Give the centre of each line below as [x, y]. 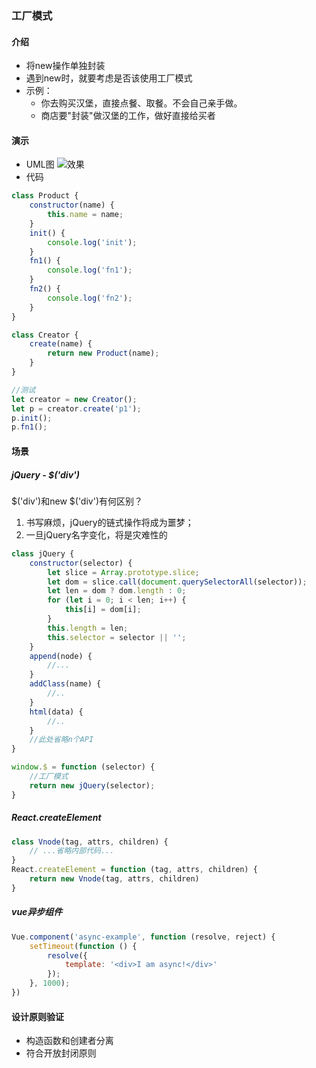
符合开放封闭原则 [61, 1053]
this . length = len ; [88, 628]
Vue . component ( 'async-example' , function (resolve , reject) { [143, 937]
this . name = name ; [85, 215]
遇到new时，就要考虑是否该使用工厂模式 [109, 78]
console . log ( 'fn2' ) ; [90, 298]
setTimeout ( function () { [83, 946]
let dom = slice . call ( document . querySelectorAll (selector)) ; [177, 582]
